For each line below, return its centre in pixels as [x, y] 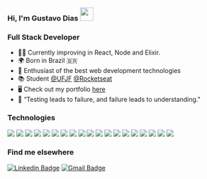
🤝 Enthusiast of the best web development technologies [99, 71]
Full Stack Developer [44, 37]
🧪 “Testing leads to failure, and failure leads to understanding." [109, 100]
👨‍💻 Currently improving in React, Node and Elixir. [89, 52]
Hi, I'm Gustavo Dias [43, 18]
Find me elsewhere [41, 152]
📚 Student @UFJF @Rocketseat [65, 79]
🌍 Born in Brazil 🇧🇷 [47, 61]
